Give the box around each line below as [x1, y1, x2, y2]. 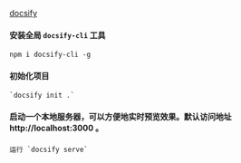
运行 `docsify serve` [9, 145, 89, 154]
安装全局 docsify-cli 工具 [9, 29, 106, 40]
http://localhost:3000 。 [9, 122, 104, 133]
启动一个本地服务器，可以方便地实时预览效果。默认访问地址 [9, 111, 232, 121]
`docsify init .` [9, 91, 75, 101]
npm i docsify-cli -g [9, 50, 92, 60]
